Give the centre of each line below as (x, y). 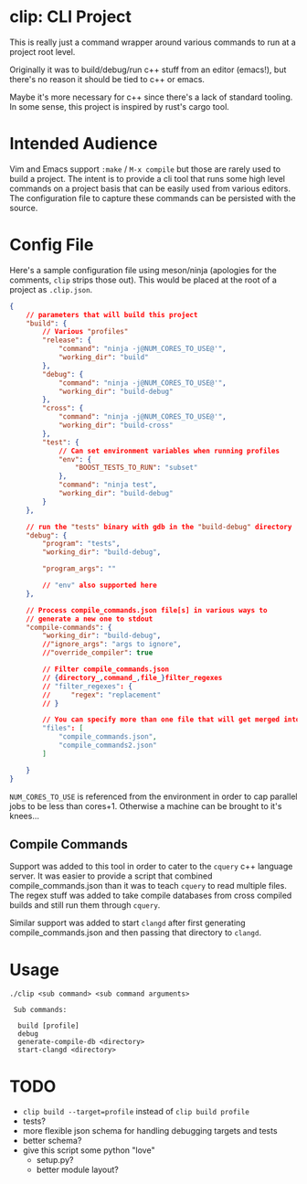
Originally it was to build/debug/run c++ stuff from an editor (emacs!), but (148, 69)
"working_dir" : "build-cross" (116, 426)
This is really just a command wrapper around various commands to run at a (153, 42)
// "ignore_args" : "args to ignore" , (112, 645)
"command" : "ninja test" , (107, 485)
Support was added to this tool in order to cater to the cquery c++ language (151, 867)
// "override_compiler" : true (98, 653)
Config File (52, 245)
